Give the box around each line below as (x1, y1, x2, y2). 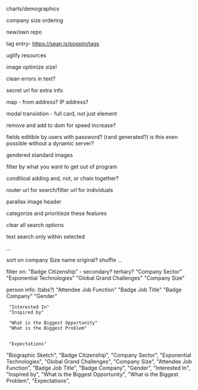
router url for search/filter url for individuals (6, 187, 113, 193)
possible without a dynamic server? (6, 140, 94, 147)
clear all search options (6, 221, 64, 228)
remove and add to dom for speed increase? (6, 122, 116, 129)
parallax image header (6, 198, 62, 205)
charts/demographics (6, 5, 60, 12)
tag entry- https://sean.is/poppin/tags (6, 40, 100, 47)
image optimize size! (6, 63, 57, 70)
